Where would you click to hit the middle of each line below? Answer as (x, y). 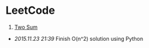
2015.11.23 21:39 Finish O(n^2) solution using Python (79, 38)
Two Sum (26, 27)
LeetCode (30, 10)
